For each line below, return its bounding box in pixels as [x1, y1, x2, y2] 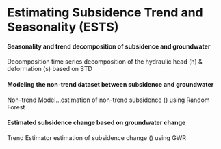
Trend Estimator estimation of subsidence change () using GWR [7, 133, 187, 141]
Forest [7, 103, 25, 111]
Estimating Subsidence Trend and [7, 5, 203, 21]
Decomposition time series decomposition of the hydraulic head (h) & [7, 57, 203, 66]
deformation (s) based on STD [7, 65, 92, 73]
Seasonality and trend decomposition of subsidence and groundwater [7, 42, 211, 51]
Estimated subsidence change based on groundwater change [7, 118, 186, 127]
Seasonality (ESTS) [7, 19, 119, 35]
